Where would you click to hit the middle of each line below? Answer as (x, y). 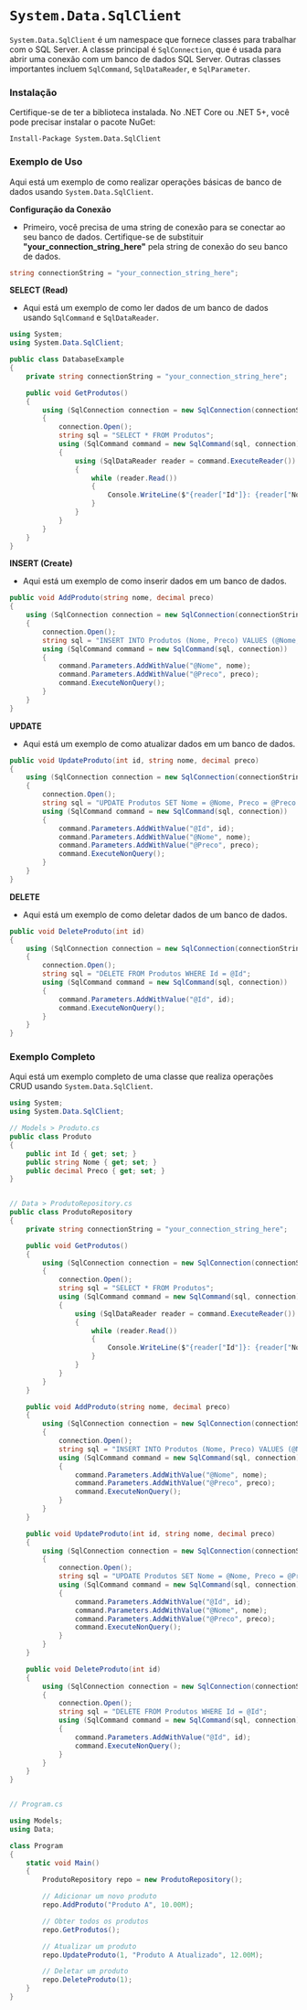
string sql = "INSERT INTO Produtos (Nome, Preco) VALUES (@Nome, (171, 640)
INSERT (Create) (41, 563)
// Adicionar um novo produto (100, 1897)
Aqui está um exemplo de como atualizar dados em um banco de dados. (159, 743)
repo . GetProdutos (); (81, 1930)
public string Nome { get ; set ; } (91, 1162)
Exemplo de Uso (46, 162)
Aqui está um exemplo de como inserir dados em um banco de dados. (155, 581)
